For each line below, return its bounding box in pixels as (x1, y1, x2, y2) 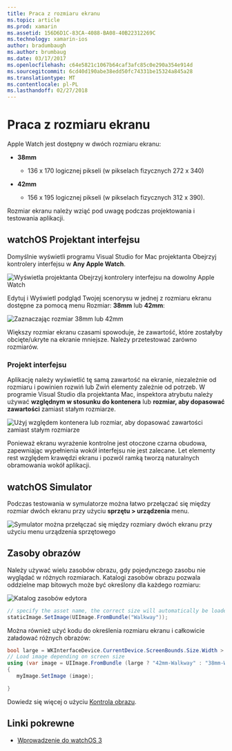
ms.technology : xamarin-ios (7, 36, 88, 43)
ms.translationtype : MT (7, 74, 76, 82)
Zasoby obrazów (7, 547, 81, 560)
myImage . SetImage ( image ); (16, 673, 95, 680)
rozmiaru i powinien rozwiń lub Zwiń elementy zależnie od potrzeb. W (7, 383, 206, 391)
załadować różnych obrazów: (7, 634, 91, 642)
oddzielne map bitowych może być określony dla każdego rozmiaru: (7, 580, 201, 589)
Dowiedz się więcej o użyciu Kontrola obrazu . (7, 697, 137, 705)
